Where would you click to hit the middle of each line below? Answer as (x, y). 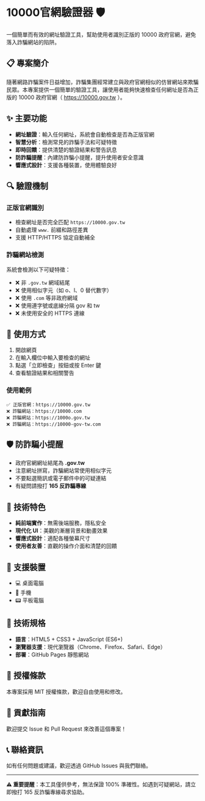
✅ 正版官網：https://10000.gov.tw (48, 405)
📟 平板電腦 (30, 600)
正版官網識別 (25, 208)
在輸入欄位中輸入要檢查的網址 (52, 358)
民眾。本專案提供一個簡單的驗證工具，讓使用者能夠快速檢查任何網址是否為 (100, 89)
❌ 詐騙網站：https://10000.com (44, 411)
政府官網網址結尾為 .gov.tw (50, 463)
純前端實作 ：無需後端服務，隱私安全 (61, 523)
